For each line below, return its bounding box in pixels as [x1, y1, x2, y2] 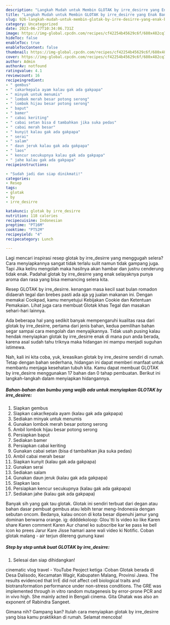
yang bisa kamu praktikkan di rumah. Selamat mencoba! [6, 614, 123, 620]
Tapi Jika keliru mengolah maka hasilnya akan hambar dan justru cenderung [6, 265, 164, 271]
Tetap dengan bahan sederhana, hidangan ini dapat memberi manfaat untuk [6, 359, 164, 365]
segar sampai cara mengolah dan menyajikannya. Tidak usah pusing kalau [6, 328, 160, 334]
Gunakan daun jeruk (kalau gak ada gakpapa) [13, 475, 108, 481]
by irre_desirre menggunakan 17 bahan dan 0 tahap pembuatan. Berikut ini [6, 370, 160, 376]
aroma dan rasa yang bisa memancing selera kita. [6, 276, 109, 282]
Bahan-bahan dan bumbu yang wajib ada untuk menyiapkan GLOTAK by [6, 387, 162, 393]
